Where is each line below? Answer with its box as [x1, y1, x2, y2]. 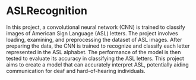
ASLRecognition [6, 4, 88, 18]
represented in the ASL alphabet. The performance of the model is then [6, 48, 181, 55]
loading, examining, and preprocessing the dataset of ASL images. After [6, 36, 182, 43]
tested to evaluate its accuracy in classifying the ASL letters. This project [6, 55, 184, 62]
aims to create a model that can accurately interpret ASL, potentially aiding [6, 61, 189, 68]
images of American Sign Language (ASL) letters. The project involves [6, 29, 178, 36]
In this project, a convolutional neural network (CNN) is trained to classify [6, 24, 185, 31]
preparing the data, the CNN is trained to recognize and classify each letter [6, 42, 190, 49]
